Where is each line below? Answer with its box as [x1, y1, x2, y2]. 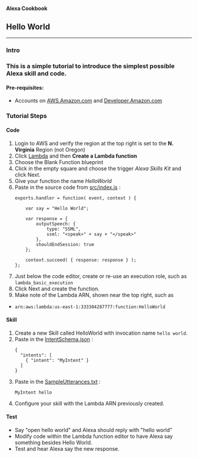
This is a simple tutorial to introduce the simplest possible [6, 62, 175, 70]
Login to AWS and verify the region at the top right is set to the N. [14, 139, 174, 147]
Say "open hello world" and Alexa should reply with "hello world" [14, 426, 173, 433]
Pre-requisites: [6, 84, 44, 91]
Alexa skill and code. [6, 70, 67, 78]
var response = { [25, 215, 68, 221]
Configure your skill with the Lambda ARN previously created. [14, 400, 165, 407]
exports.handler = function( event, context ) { [14, 195, 137, 201]
